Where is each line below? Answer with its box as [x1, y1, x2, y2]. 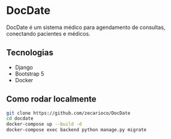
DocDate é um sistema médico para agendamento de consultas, [6, 24, 166, 31]
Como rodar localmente [6, 94, 97, 105]
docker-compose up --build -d [6, 121, 82, 128]
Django [14, 63, 33, 71]
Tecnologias [6, 48, 54, 58]
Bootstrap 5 [14, 70, 45, 77]
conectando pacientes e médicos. [6, 30, 91, 37]
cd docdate [6, 115, 34, 121]
